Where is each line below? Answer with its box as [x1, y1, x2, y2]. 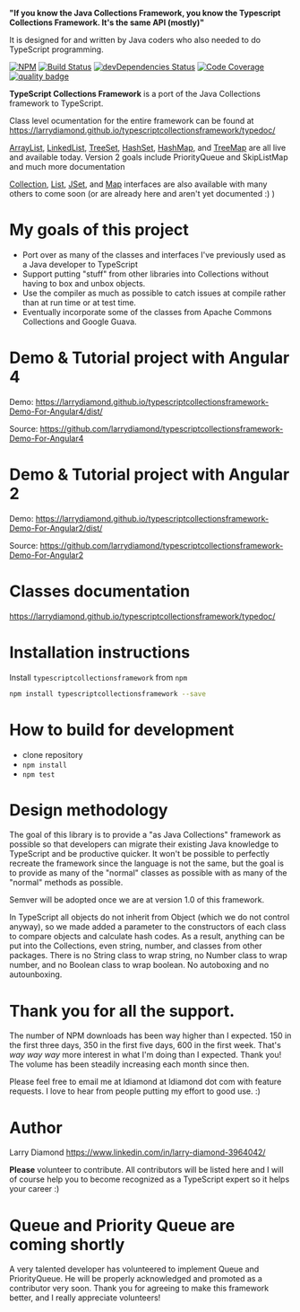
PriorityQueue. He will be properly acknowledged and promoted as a [9, 1273, 262, 1284]
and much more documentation [9, 162, 125, 172]
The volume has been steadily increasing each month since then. [9, 1059, 250, 1070]
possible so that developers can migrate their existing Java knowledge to [9, 839, 279, 850]
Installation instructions [9, 642, 191, 663]
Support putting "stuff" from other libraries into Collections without [21, 269, 269, 279]
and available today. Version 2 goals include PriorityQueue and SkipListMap [9, 152, 288, 163]
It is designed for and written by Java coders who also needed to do [9, 35, 261, 45]
